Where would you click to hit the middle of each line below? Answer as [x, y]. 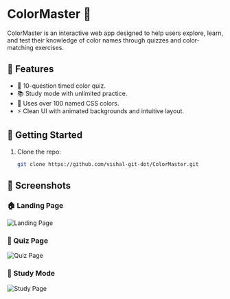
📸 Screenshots [39, 186]
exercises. [49, 47]
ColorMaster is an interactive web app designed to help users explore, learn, [115, 33]
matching [21, 47]
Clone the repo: [39, 152]
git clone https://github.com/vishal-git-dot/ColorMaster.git [108, 164]
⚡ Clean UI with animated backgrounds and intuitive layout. [100, 111]
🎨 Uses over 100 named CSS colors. [68, 103]
